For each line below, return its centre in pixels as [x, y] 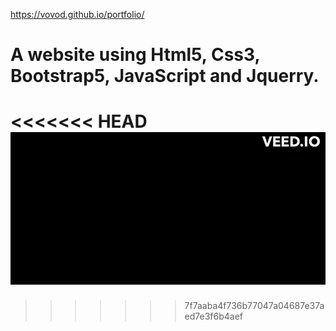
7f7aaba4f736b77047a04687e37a [254, 306]
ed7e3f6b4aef [214, 316]
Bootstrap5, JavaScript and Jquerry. [165, 76]
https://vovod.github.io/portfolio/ [77, 14]
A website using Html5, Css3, [135, 55]
